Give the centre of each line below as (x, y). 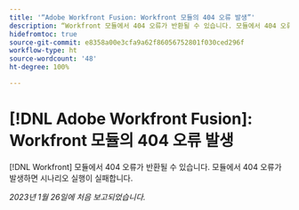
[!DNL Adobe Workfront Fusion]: (131, 119)
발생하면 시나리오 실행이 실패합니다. (71, 178)
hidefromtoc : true (43, 34)
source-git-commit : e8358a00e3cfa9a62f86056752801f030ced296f (127, 42)
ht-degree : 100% (39, 68)
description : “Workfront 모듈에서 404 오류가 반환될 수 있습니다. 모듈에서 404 (143, 26)
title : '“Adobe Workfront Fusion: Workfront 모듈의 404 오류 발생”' (132, 17)
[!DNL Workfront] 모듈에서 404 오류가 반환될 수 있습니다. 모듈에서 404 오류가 (145, 166)
